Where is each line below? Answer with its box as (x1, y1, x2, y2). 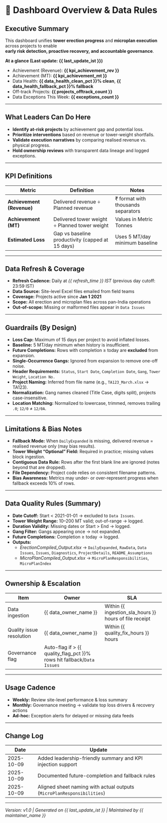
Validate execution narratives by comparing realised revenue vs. (12, 137, 147, 143)
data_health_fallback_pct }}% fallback (12, 83, 93, 89)
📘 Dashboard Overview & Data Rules (5, 4, 158, 16)
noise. (12, 363, 25, 369)
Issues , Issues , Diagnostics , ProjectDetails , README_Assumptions (19, 549, 153, 555)
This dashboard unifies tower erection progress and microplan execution (5, 37, 158, 43)
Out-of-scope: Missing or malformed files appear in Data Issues (12, 304, 145, 311)
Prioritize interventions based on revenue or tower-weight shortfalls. (12, 132, 155, 138)
